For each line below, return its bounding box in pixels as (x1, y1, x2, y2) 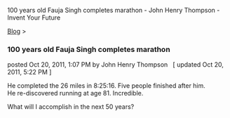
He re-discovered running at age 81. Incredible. (7, 89, 144, 98)
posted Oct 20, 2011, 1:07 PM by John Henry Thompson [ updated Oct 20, (7, 60, 224, 69)
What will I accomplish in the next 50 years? (7, 103, 135, 111)
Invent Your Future (7, 13, 61, 22)
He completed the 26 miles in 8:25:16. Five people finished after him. (7, 81, 205, 90)
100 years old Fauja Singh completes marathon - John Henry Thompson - (7, 6, 220, 14)
